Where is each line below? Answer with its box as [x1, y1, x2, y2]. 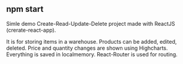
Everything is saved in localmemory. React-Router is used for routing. [6, 50, 178, 58]
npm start [6, 4, 44, 14]
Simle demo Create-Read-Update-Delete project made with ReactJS [6, 20, 175, 27]
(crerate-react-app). [6, 26, 56, 33]
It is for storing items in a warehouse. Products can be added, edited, [6, 38, 177, 45]
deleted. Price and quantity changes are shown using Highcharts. [6, 44, 168, 51]
